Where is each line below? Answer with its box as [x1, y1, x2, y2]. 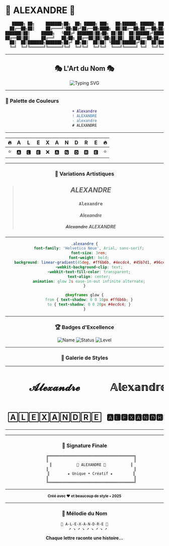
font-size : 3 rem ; [71, 251, 107, 256]
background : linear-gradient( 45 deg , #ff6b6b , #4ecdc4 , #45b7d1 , [14, 260, 152, 265]
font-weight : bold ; [68, 255, 110, 261]
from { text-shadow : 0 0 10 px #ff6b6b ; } [45, 297, 133, 303]
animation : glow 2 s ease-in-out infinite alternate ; [32, 279, 146, 284]
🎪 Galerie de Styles [61, 355, 108, 362]
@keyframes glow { [65, 292, 104, 297]
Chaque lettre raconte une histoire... [45, 535, 123, 541]
